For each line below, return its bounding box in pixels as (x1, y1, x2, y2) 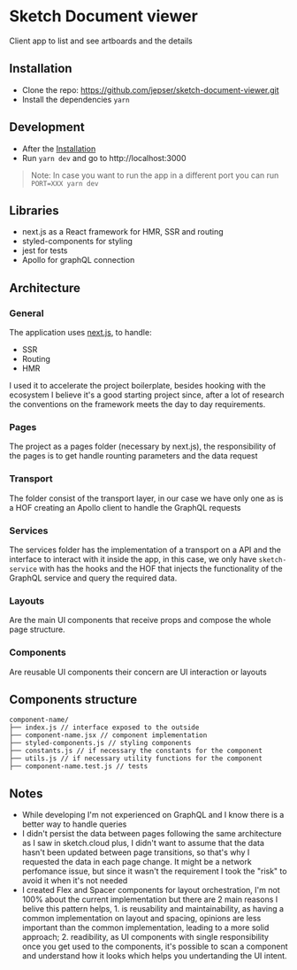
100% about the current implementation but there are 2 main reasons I (21, 894, 278, 905)
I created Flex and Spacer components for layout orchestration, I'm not (21, 885, 280, 896)
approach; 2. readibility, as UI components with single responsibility (21, 932, 270, 943)
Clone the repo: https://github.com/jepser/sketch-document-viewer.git (21, 84, 280, 95)
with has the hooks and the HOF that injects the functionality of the (39, 563, 283, 574)
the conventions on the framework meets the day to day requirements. (9, 399, 266, 410)
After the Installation (21, 143, 96, 154)
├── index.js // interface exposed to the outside (9, 723, 200, 732)
